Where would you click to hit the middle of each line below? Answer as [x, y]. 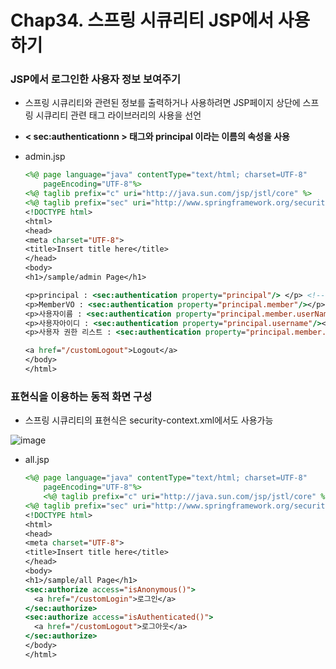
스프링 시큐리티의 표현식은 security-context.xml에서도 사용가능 [149, 420]
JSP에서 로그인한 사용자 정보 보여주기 [96, 79]
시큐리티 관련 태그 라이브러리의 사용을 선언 [118, 115]
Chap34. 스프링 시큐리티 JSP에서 [142, 20]
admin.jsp [45, 157]
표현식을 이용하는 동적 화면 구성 [81, 396]
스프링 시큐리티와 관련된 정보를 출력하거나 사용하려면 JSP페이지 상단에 [162, 103]
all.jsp [37, 460]
